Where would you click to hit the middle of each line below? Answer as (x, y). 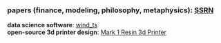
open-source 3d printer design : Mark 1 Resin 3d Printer (87, 32)
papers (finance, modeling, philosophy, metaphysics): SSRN (110, 10)
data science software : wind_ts (52, 25)
